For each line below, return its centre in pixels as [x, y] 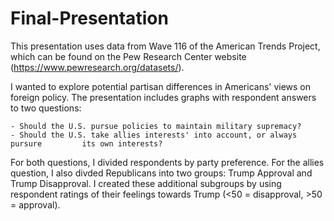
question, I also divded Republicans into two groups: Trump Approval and [161, 173]
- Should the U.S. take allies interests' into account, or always [154, 135]
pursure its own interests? [86, 143]
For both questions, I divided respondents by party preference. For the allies [167, 162]
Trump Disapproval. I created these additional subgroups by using [146, 183]
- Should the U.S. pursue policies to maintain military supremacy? [156, 126]
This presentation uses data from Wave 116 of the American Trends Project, [165, 46]
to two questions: [46, 108]
